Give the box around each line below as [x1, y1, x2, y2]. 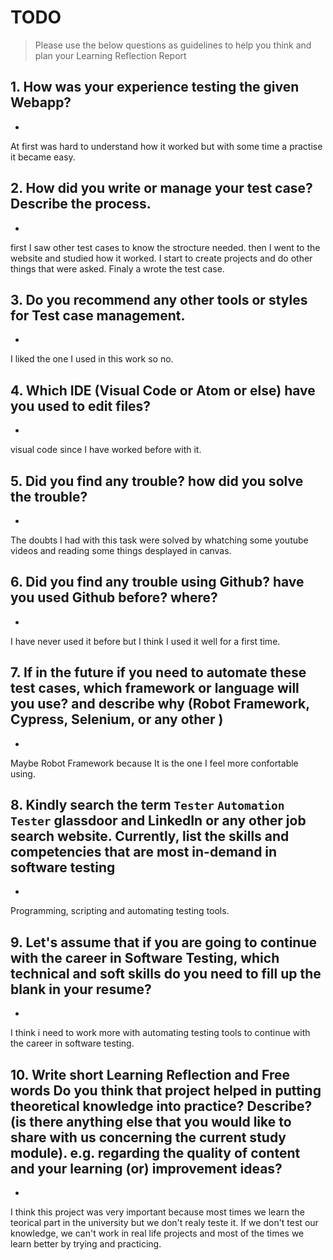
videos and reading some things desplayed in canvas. [10, 545, 232, 556]
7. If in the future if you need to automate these [10, 664, 307, 681]
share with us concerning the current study [10, 1129, 287, 1146]
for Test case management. [10, 307, 186, 324]
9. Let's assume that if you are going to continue [10, 934, 318, 951]
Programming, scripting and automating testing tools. [10, 905, 230, 917]
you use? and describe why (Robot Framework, [10, 696, 310, 713]
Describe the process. [10, 196, 152, 213]
